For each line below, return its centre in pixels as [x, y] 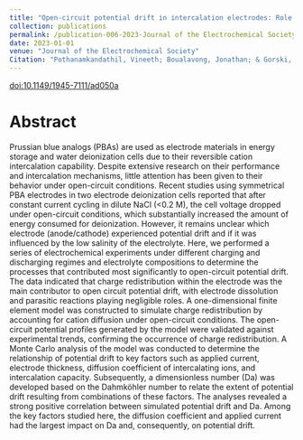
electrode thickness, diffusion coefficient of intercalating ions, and [133, 368]
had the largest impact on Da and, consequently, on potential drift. [132, 425]
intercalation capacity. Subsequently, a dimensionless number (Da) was [142, 377]
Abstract [43, 122]
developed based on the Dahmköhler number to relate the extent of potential [151, 387]
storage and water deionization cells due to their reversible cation [131, 156]
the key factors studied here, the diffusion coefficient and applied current [146, 416]
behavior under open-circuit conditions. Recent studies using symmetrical [147, 185]
